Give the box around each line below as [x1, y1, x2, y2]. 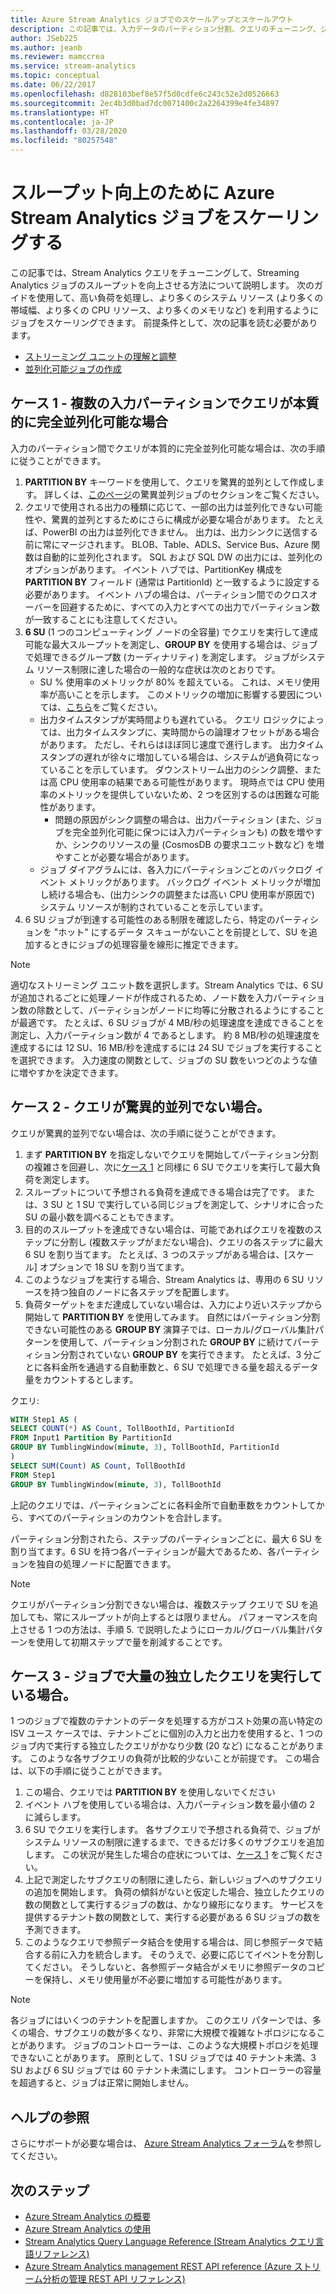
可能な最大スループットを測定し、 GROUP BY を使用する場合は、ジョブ [24, 638, 318, 650]
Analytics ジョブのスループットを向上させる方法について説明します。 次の [10, 279, 315, 291]
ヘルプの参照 [10, 2109, 90, 2126]
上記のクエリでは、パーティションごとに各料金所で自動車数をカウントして [10, 1499, 317, 1511]
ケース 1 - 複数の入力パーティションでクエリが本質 [10, 395, 320, 412]
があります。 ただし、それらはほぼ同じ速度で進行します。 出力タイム [39, 738, 324, 750]
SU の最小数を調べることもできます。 [24, 1211, 180, 1223]
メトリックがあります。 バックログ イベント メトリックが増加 [68, 876, 321, 888]
